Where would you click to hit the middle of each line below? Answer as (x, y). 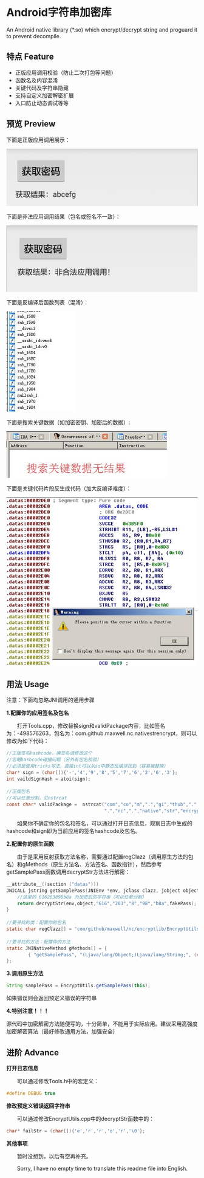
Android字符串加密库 (59, 12)
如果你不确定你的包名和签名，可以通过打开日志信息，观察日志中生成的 (105, 823)
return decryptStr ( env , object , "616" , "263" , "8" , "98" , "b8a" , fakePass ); (107, 903)
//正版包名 (18, 792)
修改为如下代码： (28, 741)
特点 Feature (30, 57)
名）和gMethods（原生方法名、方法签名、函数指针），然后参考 (84, 864)
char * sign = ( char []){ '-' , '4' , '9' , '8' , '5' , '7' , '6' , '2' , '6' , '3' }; (92, 772)
